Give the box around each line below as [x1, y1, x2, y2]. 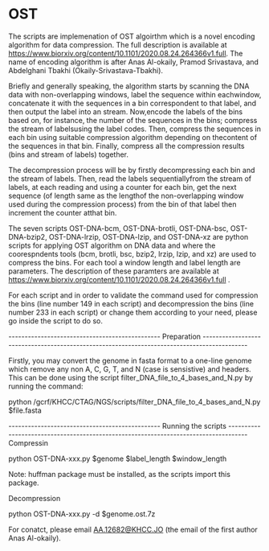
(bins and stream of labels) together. [8, 150, 129, 159]
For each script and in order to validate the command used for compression [8, 290, 259, 300]
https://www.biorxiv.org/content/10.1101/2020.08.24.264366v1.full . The [8, 48, 243, 58]
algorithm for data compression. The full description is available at [8, 39, 227, 49]
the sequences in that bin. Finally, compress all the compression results [8, 141, 245, 150]
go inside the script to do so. [8, 315, 103, 326]
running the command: [8, 381, 84, 391]
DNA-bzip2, [8, 232, 47, 241]
